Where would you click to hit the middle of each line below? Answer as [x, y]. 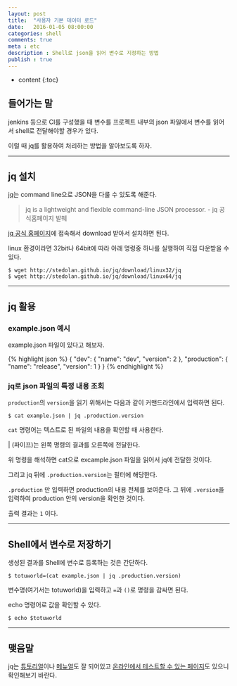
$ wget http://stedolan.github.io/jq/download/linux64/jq [95, 277]
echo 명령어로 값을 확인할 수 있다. [55, 605]
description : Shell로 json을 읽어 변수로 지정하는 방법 [83, 53]
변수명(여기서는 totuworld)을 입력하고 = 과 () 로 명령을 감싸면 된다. [98, 590]
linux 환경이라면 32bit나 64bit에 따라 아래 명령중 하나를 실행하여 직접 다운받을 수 [118, 248]
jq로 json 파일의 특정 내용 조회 [56, 386]
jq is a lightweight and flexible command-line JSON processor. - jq [121, 210]
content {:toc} [38, 80]
